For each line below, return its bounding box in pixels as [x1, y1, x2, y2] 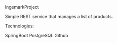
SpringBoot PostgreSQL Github [5, 33, 68, 38]
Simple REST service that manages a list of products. [5, 14, 113, 19]
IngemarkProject [5, 4, 39, 10]
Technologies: [5, 23, 34, 29]
